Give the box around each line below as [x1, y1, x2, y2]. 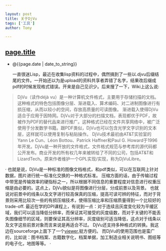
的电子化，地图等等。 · [5, 241, 51, 247]
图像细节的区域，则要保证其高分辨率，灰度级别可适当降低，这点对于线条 [9, 216, 157, 222]
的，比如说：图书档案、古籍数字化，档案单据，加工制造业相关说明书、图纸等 [5, 234, 161, 240]
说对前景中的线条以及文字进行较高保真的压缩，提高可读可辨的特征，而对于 [5, 191, 157, 197]
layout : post [5, 11, 32, 16]
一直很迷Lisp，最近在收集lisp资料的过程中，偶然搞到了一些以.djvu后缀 [12, 71, 155, 77]
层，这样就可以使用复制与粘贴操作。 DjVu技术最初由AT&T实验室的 [17, 131, 152, 137]
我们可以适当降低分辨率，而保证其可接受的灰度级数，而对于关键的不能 [13, 209, 157, 215]
